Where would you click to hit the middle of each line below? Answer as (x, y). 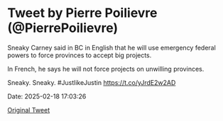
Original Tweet (29, 110)
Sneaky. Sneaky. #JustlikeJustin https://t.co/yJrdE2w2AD (92, 82)
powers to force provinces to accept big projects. (80, 55)
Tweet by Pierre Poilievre (82, 13)
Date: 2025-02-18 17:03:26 (47, 96)
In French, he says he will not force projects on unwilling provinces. (106, 69)
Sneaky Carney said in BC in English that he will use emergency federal (112, 47)
